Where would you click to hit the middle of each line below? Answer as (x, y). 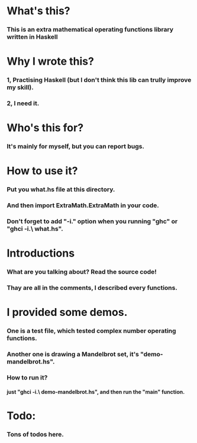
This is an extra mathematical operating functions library (90, 30)
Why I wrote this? (50, 61)
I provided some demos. (67, 312)
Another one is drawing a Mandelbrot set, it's (73, 355)
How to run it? (27, 378)
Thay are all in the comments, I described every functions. (92, 288)
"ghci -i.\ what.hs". (35, 229)
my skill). (20, 87)
